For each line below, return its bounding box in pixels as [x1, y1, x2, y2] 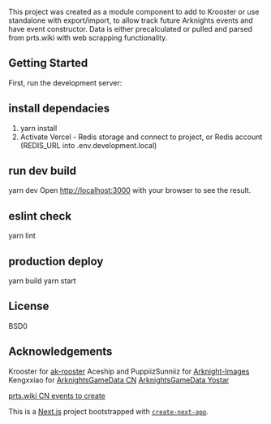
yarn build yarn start [8, 276, 76, 286]
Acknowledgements [8, 345, 113, 359]
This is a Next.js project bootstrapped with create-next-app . [8, 406, 209, 416]
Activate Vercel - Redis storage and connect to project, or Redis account [19, 132, 263, 142]
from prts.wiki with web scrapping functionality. [8, 33, 168, 42]
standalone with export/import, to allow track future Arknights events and [8, 15, 253, 25]
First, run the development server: [8, 77, 123, 88]
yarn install [19, 123, 58, 133]
